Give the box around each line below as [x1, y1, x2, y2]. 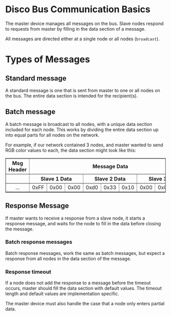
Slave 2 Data [94, 175, 126, 182]
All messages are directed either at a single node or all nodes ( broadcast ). [5, 36, 160, 42]
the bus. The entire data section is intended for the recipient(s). [5, 93, 138, 99]
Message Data [92, 163, 128, 170]
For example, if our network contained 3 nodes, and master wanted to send [5, 142, 164, 148]
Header [8, 166, 27, 173]
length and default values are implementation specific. [5, 291, 120, 297]
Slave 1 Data [40, 175, 72, 182]
